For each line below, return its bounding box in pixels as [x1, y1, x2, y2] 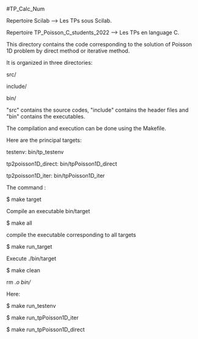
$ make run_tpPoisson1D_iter [6, 314, 79, 321]
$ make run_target [6, 243, 53, 250]
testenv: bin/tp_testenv [6, 148, 64, 155]
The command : [6, 184, 46, 191]
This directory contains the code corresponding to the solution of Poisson [6, 41, 193, 48]
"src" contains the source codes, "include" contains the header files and [6, 106, 189, 114]
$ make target [6, 195, 42, 203]
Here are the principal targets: [6, 137, 82, 144]
